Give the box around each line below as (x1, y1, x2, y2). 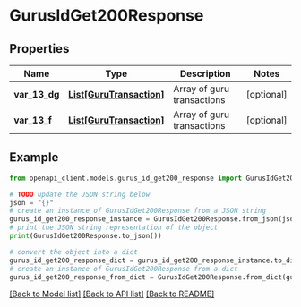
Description (179, 68, 231, 80)
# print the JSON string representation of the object (9, 223, 219, 233)
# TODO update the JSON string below (9, 190, 150, 199)
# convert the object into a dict (9, 247, 139, 256)
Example (9, 149, 59, 166)
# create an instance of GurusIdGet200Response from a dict (9, 264, 239, 273)
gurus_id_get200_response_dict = (9, 256, 134, 265)
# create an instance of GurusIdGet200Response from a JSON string (9, 207, 267, 216)
